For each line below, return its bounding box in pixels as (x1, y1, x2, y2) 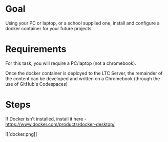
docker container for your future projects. (5, 25, 93, 31)
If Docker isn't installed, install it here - (5, 115, 87, 122)
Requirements (5, 43, 67, 55)
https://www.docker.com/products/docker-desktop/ (5, 121, 115, 127)
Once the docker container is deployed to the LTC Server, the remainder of (5, 70, 163, 76)
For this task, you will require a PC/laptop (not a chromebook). (5, 60, 137, 66)
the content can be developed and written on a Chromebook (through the (5, 75, 160, 82)
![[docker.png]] (5, 131, 37, 137)
